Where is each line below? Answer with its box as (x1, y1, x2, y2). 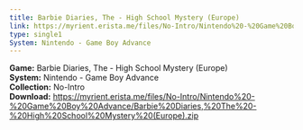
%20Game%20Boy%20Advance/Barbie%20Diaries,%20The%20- (9, 100, 257, 112)
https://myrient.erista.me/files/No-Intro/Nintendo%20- (52, 91, 255, 102)
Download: (9, 91, 51, 102)
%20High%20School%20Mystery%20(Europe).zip (9, 110, 199, 121)
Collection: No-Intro (9, 82, 86, 92)
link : (9, 22, 30, 30)
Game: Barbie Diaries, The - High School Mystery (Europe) (9, 63, 228, 74)
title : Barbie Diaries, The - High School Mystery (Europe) (9, 13, 241, 22)
